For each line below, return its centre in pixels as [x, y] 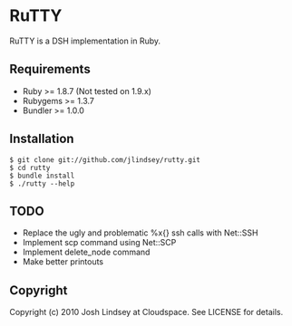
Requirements [50, 69]
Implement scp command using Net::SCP [99, 243]
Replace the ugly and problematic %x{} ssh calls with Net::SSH [140, 233]
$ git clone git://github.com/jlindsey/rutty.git [105, 159]
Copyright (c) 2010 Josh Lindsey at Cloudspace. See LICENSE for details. [146, 312]
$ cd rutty [30, 168]
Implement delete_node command [86, 252]
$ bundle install [42, 176]
